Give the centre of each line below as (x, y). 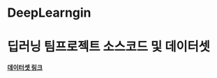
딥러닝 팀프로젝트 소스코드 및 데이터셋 (109, 47)
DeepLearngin (50, 13)
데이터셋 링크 (25, 68)
